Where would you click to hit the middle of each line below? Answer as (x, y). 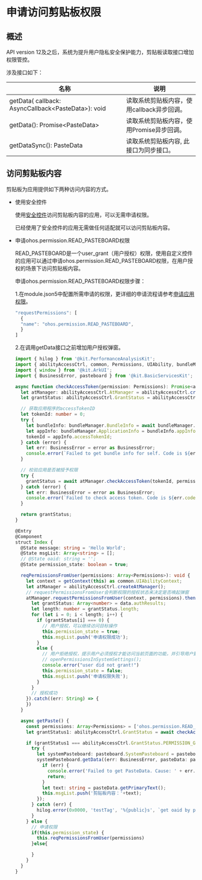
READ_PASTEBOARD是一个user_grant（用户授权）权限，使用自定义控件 (104, 253)
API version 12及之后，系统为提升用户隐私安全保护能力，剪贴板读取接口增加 (100, 52)
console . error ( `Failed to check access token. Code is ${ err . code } (112, 498)
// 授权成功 (44, 693)
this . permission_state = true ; (81, 631)
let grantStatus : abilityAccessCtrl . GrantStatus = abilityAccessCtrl (109, 398)
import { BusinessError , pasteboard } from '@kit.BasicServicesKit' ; (104, 376)
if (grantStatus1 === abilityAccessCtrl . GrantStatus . (95, 743)
